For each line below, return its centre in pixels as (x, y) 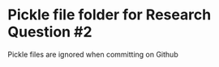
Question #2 (50, 32)
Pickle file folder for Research (109, 15)
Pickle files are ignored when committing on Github (93, 54)
